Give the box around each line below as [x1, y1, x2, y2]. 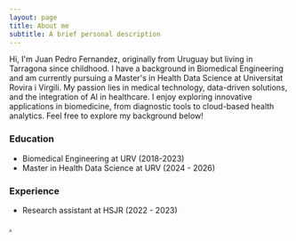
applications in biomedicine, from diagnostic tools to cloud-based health [9, 101, 275, 112]
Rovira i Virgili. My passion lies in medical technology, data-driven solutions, [9, 82, 288, 93]
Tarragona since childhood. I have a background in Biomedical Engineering [9, 63, 284, 74]
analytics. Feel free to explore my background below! [9, 110, 204, 121]
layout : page [9, 12, 58, 22]
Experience [9, 184, 60, 197]
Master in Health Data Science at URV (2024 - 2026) [21, 162, 216, 173]
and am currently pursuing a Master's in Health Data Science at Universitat [9, 73, 284, 84]
